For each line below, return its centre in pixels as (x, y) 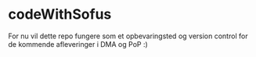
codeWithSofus (60, 14)
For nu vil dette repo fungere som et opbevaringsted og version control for (128, 36)
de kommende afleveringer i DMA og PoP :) (78, 44)
